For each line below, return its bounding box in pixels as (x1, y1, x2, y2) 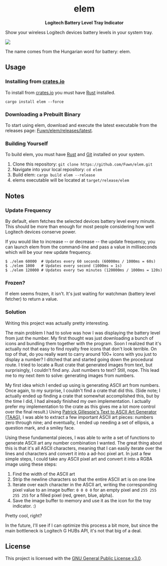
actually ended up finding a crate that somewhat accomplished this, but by (5, 392, 159, 399)
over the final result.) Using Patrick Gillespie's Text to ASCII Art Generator (5, 408, 157, 414)
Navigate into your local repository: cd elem (12, 167, 102, 173)
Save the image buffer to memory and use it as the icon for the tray (12, 497, 151, 503)
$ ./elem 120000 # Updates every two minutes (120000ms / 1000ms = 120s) (5, 267, 163, 272)
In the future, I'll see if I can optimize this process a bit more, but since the (5, 522, 158, 528)
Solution (5, 309, 27, 316)
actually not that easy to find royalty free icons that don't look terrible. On (5, 346, 157, 352)
